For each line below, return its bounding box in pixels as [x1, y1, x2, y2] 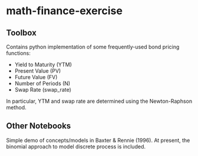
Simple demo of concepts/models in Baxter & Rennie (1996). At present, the [6, 136, 190, 144]
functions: [6, 50, 31, 57]
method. [6, 104, 27, 110]
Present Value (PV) [14, 67, 61, 74]
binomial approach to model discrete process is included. [6, 143, 146, 150]
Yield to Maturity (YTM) [14, 61, 72, 68]
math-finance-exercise [6, 4, 123, 18]
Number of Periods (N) [14, 80, 71, 87]
